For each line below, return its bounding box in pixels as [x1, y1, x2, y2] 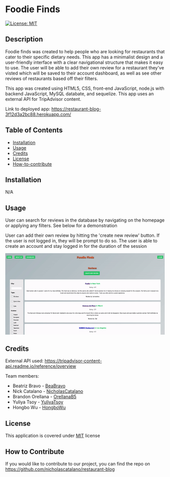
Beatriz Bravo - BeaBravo [12, 383, 66, 389]
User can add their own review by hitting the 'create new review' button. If [5, 232, 160, 239]
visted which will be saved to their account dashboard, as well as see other [5, 70, 162, 76]
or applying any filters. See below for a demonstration [5, 223, 117, 229]
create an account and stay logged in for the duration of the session [5, 243, 147, 249]
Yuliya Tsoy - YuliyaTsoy [12, 399, 64, 405]
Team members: [5, 373, 39, 379]
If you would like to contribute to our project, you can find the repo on [5, 461, 150, 467]
